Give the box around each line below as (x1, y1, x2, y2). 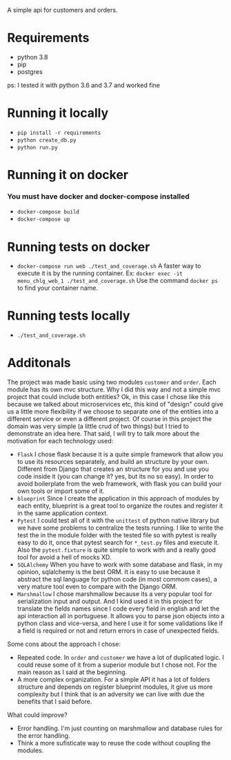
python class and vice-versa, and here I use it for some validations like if (17, 619, 223, 628)
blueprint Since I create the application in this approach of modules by (17, 494, 219, 503)
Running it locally (7, 105, 109, 121)
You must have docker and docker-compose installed (7, 192, 190, 201)
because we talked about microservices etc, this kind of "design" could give (7, 400, 224, 409)
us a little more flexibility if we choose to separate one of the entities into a (7, 407, 219, 416)
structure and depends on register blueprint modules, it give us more (17, 683, 213, 691)
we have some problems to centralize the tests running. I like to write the (17, 523, 224, 532)
